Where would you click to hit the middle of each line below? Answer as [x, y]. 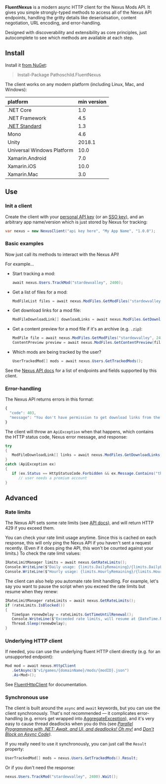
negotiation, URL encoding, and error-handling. [53, 23]
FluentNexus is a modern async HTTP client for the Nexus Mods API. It [78, 7]
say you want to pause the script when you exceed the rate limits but [75, 586]
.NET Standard [24, 126]
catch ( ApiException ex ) [31, 464]
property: [15, 749]
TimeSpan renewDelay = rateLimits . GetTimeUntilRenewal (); [73, 615]
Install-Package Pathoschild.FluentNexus [59, 75]
